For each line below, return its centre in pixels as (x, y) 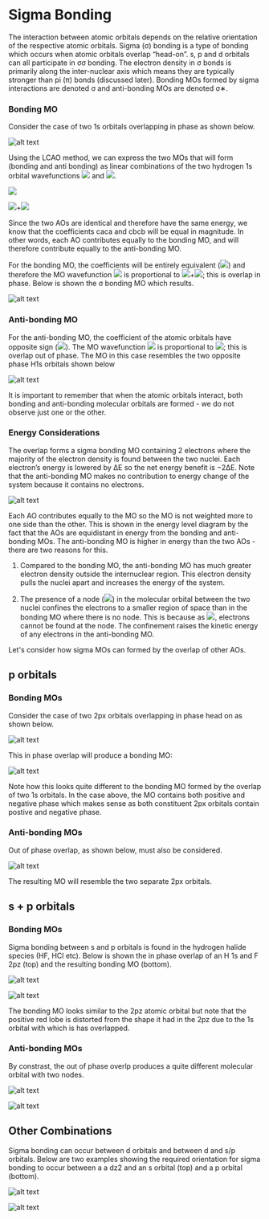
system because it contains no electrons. (76, 485)
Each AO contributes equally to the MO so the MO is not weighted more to (130, 515)
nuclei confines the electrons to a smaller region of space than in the (133, 607)
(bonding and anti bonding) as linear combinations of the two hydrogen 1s (130, 166)
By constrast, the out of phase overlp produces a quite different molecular (131, 1066)
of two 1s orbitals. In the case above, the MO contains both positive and (126, 795)
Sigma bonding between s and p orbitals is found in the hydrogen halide (127, 947)
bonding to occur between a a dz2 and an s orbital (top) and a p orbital (126, 1168)
